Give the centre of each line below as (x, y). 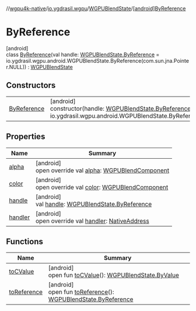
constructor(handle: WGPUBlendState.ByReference (120, 108)
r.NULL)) (16, 67)
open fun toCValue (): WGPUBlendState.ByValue (114, 275)
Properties (26, 137)
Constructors (31, 85)
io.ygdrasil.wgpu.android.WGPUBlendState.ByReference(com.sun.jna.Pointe (98, 60)
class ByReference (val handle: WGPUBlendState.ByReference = (83, 54)
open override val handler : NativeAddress (92, 221)
